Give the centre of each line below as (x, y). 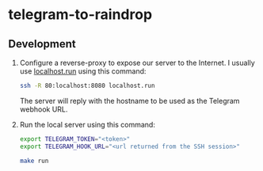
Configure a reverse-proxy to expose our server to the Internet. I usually (137, 63)
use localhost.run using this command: (83, 71)
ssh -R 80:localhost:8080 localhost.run (87, 85)
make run (34, 161)
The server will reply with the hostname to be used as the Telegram (130, 101)
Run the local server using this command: (88, 124)
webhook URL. (44, 109)
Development (42, 44)
